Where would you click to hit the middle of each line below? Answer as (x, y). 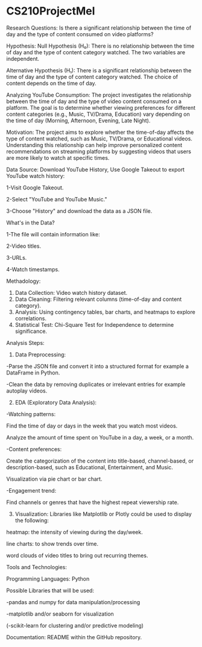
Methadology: (24, 281)
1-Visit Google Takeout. (35, 188)
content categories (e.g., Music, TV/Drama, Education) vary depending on (98, 114)
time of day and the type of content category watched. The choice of (92, 77)
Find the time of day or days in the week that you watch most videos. (92, 426)
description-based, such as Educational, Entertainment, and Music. (90, 467)
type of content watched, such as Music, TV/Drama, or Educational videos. (99, 138)
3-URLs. (17, 257)
